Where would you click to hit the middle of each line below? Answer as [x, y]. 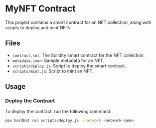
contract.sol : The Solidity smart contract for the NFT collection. [78, 55]
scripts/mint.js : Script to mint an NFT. [53, 71]
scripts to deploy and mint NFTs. [39, 27]
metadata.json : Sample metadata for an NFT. [58, 61]
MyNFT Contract [40, 9]
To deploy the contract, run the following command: [58, 112]
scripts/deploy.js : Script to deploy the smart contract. [69, 65]
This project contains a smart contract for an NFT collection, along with [78, 22]
